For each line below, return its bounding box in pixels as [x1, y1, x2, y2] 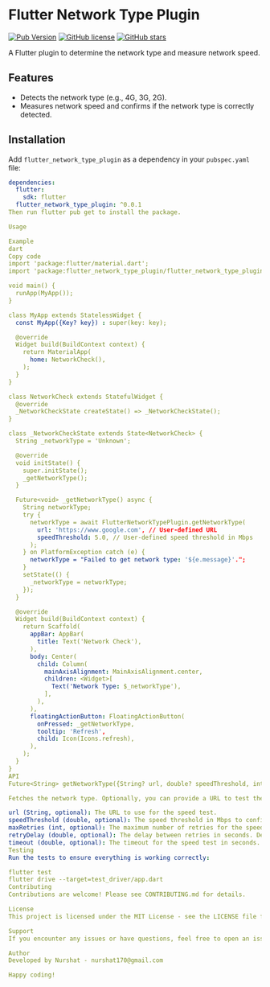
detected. [19, 109, 52, 119]
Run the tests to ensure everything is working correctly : [8, 853, 211, 862]
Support [8, 927, 35, 935]
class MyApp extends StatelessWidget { [8, 311, 142, 319]
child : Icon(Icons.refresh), [37, 734, 135, 743]
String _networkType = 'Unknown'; [15, 437, 131, 446]
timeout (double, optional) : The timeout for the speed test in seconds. [8, 838, 261, 846]
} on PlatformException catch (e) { [22, 549, 146, 557]
